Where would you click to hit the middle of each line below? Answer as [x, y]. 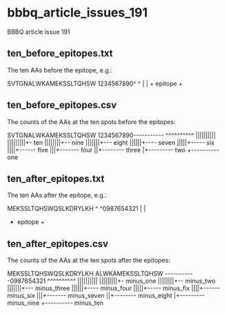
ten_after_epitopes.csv [58, 244]
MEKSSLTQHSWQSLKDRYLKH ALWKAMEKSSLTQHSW [85, 274]
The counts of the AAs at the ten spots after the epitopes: [89, 261]
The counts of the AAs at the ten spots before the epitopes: [91, 121]
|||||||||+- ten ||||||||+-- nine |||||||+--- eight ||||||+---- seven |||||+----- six [111, 142]
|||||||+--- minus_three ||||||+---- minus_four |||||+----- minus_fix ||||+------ [114, 288]
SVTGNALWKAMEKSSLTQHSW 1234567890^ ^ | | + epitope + [95, 83]
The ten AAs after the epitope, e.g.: [57, 195]
